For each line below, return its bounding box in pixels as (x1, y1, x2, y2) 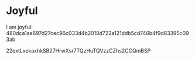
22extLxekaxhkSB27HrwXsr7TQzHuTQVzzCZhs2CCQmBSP (6, 47, 151, 54)
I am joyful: (6, 23, 33, 30)
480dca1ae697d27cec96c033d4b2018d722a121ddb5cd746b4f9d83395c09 (6, 29, 189, 36)
